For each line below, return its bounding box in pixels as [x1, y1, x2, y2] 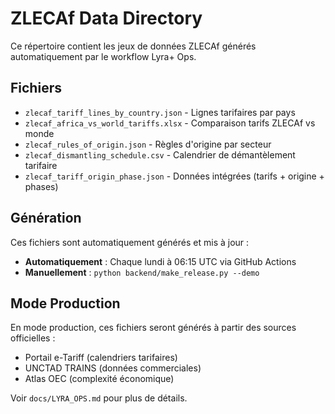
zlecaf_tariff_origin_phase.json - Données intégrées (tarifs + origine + [24, 170, 325, 182]
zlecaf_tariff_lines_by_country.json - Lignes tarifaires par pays [24, 106, 296, 118]
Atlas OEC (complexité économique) [24, 373, 175, 385]
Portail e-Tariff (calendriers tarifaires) [24, 352, 178, 364]
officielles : [10, 332, 56, 344]
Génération [10, 210, 82, 227]
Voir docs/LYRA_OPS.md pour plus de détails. [10, 392, 188, 404]
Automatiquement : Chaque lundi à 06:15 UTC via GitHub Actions [24, 255, 297, 267]
